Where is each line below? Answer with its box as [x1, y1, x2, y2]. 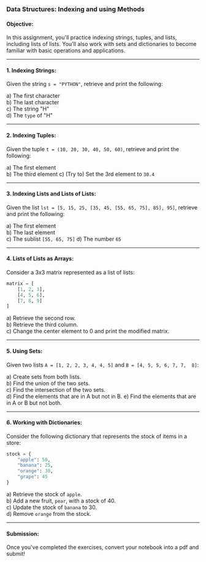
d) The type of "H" [6, 112, 53, 119]
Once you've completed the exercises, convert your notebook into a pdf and [6, 544, 199, 551]
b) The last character [6, 99, 59, 106]
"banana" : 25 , [17, 462, 53, 469]
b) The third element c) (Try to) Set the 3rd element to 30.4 [6, 170, 155, 178]
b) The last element [6, 228, 56, 236]
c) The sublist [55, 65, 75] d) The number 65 [6, 235, 121, 243]
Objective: [6, 20, 34, 28]
